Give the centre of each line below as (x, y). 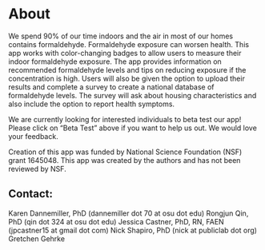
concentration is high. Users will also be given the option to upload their (127, 78)
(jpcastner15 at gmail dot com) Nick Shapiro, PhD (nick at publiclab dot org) (133, 230)
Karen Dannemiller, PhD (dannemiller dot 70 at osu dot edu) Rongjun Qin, (128, 213)
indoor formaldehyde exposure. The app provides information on (115, 62)
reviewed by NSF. (37, 169)
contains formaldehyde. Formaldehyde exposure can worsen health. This (129, 44)
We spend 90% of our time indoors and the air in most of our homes (121, 36)
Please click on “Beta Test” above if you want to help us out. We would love (133, 128)
